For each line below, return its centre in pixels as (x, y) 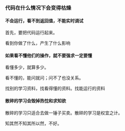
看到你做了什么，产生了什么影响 (38, 43)
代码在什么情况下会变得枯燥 (38, 7)
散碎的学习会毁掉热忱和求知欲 (35, 101)
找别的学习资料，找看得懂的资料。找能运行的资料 (55, 88)
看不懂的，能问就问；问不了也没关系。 (44, 78)
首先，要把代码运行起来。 (31, 33)
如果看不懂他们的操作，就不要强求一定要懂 (49, 55)
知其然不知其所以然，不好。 (33, 123)
